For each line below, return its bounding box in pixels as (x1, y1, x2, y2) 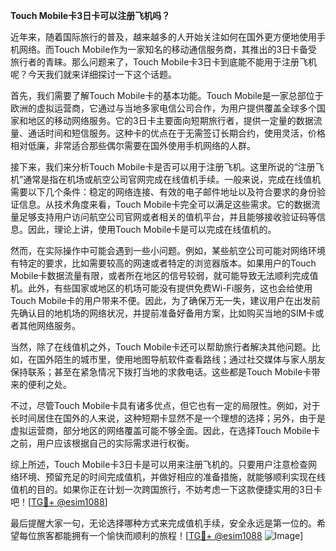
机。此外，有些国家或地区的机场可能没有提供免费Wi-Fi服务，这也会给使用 (10, 282, 313, 294)
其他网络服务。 (18, 320, 81, 331)
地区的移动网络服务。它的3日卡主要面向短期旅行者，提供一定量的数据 (27, 115, 314, 126)
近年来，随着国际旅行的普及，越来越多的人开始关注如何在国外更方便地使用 (10, 31, 317, 43)
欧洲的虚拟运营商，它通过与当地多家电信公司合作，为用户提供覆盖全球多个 (10, 102, 317, 114)
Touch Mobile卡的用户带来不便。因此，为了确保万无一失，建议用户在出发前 (10, 295, 321, 306)
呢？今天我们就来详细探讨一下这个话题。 (10, 69, 177, 80)
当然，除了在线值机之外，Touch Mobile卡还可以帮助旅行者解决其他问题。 (10, 341, 312, 353)
